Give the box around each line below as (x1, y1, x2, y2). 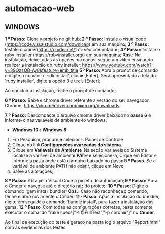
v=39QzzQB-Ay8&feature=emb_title (5, 67, 78, 73)
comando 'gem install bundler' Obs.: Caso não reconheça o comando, (5, 188, 148, 194)
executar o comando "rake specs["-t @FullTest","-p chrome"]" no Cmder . (5, 209, 156, 215)
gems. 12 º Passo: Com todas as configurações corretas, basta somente (5, 204, 153, 210)
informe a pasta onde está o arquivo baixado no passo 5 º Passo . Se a (12, 158, 156, 164)
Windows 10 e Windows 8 (12, 127, 67, 133)
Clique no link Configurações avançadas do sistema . (12, 142, 122, 148)
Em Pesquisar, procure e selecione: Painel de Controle (12, 137, 123, 142)
